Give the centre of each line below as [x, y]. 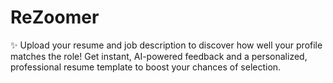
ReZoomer [55, 17]
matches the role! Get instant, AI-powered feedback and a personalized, [159, 56]
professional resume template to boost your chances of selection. [146, 67]
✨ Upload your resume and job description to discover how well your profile [166, 45]
